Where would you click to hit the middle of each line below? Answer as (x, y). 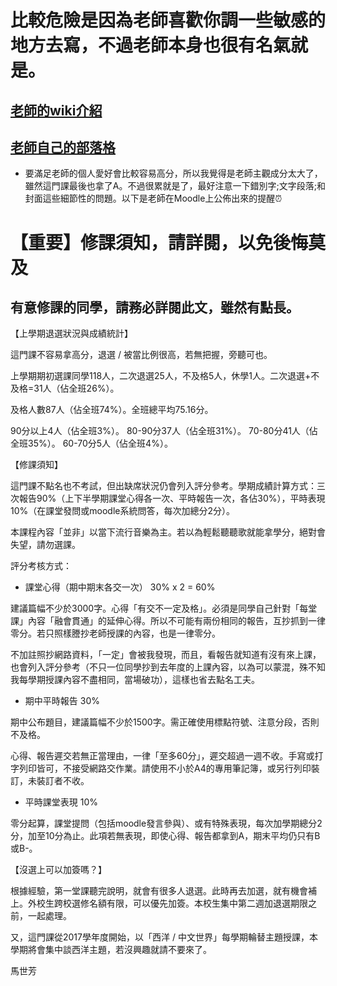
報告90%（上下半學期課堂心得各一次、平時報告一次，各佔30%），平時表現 (172, 498)
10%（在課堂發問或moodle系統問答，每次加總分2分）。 (122, 511)
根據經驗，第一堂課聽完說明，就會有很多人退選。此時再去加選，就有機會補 (163, 891)
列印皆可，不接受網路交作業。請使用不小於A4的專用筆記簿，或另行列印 (165, 768)
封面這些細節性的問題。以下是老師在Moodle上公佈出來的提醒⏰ (153, 198)
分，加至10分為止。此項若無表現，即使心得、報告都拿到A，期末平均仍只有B (165, 836)
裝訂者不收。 (63, 781)
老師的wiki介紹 (56, 110)
